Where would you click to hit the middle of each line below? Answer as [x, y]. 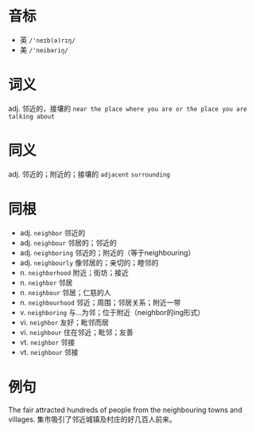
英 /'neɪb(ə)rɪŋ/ [47, 40]
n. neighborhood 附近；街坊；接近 [74, 272]
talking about [32, 116]
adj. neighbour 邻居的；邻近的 [68, 243]
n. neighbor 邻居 [46, 282]
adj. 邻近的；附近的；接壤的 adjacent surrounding [89, 174]
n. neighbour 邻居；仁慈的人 [65, 292]
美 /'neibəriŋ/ [44, 49]
